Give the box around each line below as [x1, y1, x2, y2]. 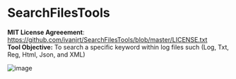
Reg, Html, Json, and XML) [7, 50, 86, 59]
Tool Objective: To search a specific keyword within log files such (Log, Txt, [7, 43, 230, 51]
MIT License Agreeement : [7, 28, 85, 36]
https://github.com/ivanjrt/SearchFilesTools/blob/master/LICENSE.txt [7, 35, 208, 43]
